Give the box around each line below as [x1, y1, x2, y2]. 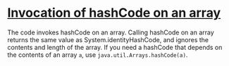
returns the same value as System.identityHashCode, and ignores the [7, 35, 209, 44]
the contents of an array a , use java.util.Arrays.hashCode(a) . [7, 51, 188, 59]
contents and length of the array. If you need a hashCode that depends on [7, 43, 223, 51]
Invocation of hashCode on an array [7, 5, 221, 21]
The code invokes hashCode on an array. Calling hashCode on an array [7, 28, 215, 37]
